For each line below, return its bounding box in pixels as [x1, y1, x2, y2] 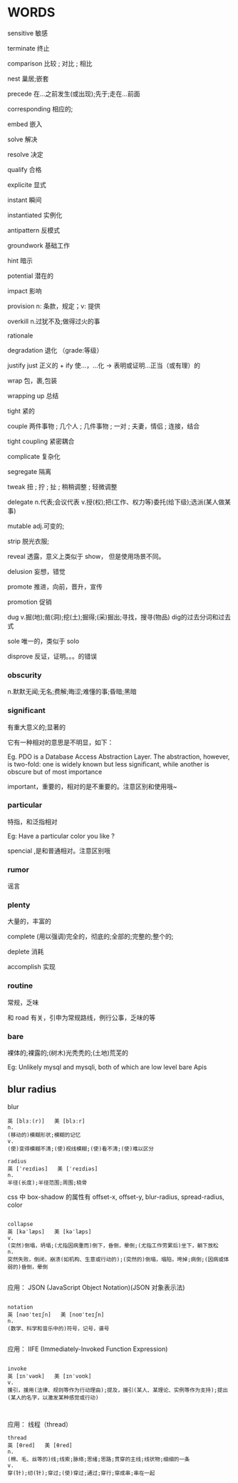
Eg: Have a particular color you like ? [7, 831, 115, 840]
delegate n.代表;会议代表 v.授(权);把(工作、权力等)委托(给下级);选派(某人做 [7, 497, 225, 506]
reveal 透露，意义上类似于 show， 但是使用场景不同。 [7, 552, 165, 560]
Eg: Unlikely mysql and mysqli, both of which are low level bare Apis [7, 1063, 207, 1071]
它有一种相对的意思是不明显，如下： [7, 738, 114, 746]
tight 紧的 [7, 406, 36, 415]
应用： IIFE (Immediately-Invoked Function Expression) [7, 1345, 168, 1353]
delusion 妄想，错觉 [7, 567, 66, 575]
